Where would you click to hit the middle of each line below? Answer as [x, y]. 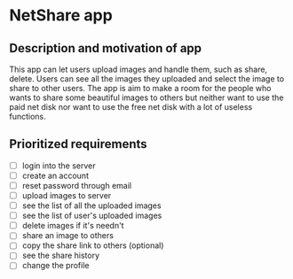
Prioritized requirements [79, 144]
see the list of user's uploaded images [92, 216]
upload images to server [67, 195]
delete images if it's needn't [73, 226]
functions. [28, 116]
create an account [55, 175]
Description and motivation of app [106, 48]
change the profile [55, 266]
